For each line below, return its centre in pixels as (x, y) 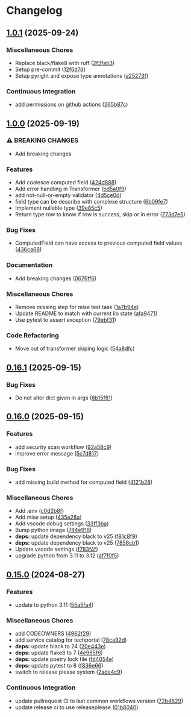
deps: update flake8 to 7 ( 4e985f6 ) (59, 653)
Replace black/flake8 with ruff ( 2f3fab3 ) (65, 63)
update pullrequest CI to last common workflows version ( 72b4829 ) (99, 701)
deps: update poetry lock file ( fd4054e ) (64, 659)
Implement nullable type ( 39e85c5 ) (58, 208)
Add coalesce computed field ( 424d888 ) (66, 183)
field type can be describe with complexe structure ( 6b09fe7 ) (92, 202)
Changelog (34, 11)
